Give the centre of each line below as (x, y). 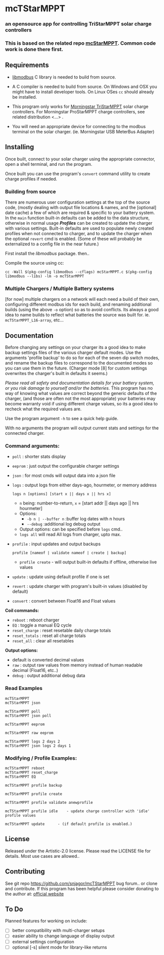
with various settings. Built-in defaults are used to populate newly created (80, 228)
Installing (20, 147)
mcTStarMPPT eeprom (25, 724)
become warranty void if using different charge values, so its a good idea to (82, 404)
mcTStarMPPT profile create (34, 794)
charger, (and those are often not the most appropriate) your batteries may (80, 398)
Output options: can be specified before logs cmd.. (71, 529)
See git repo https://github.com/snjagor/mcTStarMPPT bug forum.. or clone (81, 883)
